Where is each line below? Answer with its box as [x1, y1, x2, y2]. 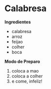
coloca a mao [11, 68, 39, 73]
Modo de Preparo [4, 58, 40, 64]
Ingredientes [4, 19, 31, 25]
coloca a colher [11, 73, 43, 79]
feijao [11, 38, 23, 44]
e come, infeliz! [11, 78, 42, 84]
